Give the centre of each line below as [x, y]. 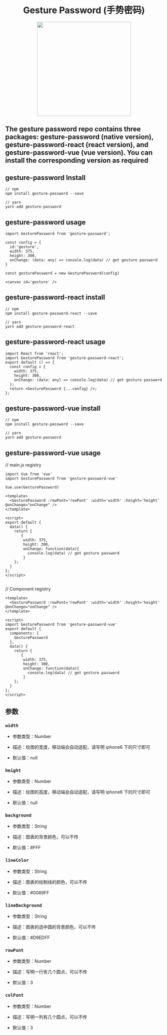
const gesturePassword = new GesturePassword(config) [62, 273]
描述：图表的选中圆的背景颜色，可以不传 [54, 927]
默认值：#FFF [26, 848]
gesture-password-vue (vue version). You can [79, 153]
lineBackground [24, 905]
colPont [14, 995]
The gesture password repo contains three [73, 129]
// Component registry [28, 589]
